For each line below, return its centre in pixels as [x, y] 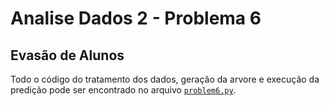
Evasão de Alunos [67, 55]
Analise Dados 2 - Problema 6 [136, 18]
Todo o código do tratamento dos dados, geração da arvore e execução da [165, 79]
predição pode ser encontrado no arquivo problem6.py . [123, 90]
